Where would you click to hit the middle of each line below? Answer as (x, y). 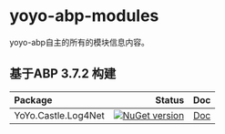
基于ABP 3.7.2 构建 (63, 74)
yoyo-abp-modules (84, 16)
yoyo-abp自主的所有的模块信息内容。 (80, 42)
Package (33, 99)
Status (169, 99)
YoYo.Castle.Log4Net (59, 115)
